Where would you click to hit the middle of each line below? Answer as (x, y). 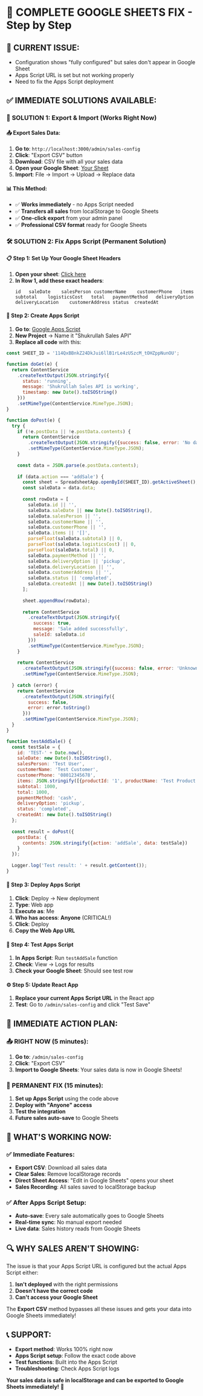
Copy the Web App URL (45, 930)
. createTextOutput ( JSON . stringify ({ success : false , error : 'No (109, 443)
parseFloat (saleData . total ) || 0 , (71, 550)
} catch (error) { (35, 685)
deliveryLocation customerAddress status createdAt (87, 302)
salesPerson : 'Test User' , (51, 764)
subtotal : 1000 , (38, 786)
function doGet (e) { (32, 364)
